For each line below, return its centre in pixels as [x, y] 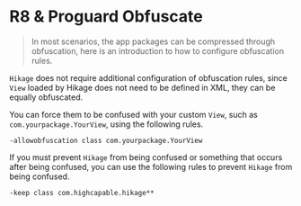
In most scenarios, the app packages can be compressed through [153, 41]
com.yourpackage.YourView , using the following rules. [106, 124]
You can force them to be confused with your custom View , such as [133, 114]
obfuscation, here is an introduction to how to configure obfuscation [158, 50]
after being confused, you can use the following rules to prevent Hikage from [151, 166]
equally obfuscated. [46, 97]
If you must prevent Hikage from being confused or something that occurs [146, 157]
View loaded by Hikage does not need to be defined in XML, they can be [142, 87]
